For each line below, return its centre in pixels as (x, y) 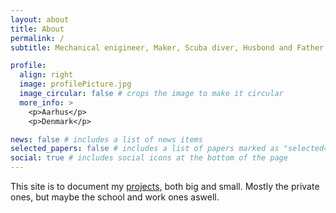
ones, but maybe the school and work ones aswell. (115, 197)
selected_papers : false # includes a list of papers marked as (145, 149)
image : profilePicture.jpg (75, 84)
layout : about (40, 19)
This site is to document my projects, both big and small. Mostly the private (165, 186)
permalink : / (37, 38)
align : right (46, 75)
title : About (37, 29)
